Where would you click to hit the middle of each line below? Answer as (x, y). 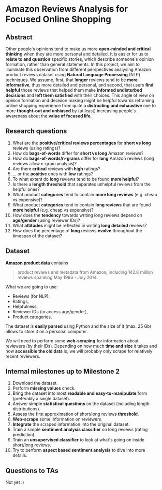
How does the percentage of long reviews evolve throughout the (77, 230)
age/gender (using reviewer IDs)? (46, 220)
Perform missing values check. (44, 388)
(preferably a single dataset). (41, 399)
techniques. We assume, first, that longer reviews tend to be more (72, 80)
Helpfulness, (25, 306)
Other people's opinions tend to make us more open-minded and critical (78, 49)
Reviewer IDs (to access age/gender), (50, 311)
